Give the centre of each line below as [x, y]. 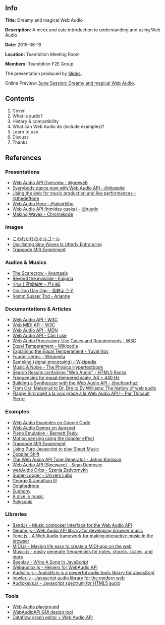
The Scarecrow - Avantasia [40, 273]
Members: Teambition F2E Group [39, 63]
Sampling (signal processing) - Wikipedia [54, 362]
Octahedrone [26, 486]
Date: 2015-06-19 [23, 45]
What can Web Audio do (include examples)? [58, 126]
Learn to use [25, 131]
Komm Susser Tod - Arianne [41, 296]
